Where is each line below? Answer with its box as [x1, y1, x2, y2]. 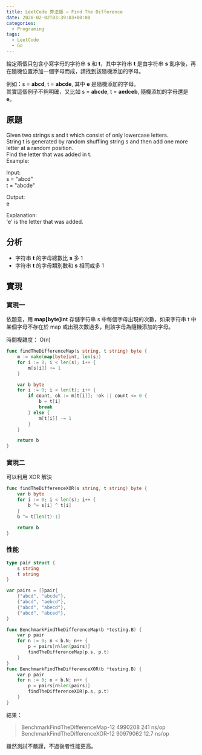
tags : [6, 31, 20, 38]
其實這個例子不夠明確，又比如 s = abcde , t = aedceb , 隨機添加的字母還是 [6, 88, 189, 95]
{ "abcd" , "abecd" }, [17, 604, 67, 610]
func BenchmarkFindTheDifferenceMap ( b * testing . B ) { [6, 627, 142, 633]
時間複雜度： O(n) [6, 336, 51, 344]
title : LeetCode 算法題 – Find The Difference [6, 8, 123, 15]
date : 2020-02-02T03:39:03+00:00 [6, 15, 91, 21]
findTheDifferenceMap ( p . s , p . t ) [28, 649, 110, 655]
